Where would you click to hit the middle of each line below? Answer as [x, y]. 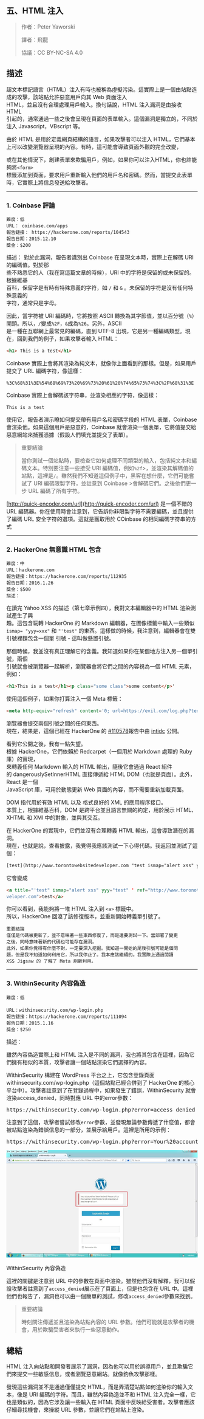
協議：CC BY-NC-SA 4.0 [52, 52]
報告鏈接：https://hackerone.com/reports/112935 [67, 577]
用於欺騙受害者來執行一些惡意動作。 [77, 1330]
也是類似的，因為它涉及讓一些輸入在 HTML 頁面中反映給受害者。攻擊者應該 [100, 1402]
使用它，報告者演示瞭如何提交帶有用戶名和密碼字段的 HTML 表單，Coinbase [102, 419]
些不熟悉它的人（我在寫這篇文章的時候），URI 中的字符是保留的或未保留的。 [101, 272]
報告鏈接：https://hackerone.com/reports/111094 [67, 1017]
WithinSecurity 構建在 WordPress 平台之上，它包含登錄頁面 [80, 1075]
